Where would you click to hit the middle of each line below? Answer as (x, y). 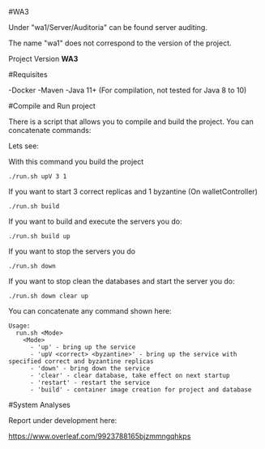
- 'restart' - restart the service (90, 383)
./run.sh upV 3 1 (38, 177)
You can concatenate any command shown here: (90, 311)
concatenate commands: (50, 130)
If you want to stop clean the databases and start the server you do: (122, 281)
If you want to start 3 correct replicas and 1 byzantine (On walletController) (133, 191)
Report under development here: (63, 420)
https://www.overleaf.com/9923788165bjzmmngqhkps (100, 436)
